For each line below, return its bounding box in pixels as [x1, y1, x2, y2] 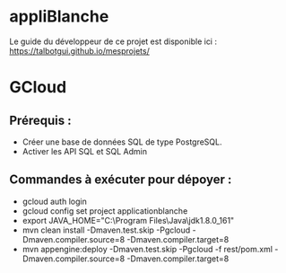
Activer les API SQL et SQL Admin [22, 145, 148, 156]
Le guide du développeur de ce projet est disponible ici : [9, 36, 218, 47]
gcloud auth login [22, 196, 87, 207]
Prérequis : [9, 112, 72, 128]
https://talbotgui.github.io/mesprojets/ [9, 45, 150, 56]
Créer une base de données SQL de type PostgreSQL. [22, 136, 222, 147]
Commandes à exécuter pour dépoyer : [9, 172, 232, 188]
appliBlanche [9, 6, 109, 27]
